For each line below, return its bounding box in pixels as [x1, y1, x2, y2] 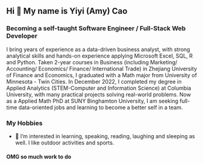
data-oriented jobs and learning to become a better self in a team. [18, 104, 183, 111]
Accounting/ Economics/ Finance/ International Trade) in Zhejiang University [6, 65, 198, 72]
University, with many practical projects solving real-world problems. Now [6, 90, 191, 98]
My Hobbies [6, 119, 43, 127]
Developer [6, 32, 38, 40]
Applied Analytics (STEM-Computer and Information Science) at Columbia [6, 84, 191, 92]
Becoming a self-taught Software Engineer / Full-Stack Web [6, 24, 186, 33]
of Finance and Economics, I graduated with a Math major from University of [6, 71, 197, 79]
